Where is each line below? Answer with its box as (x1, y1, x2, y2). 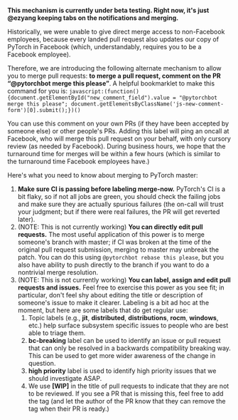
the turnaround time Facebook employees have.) (7, 157, 150, 165)
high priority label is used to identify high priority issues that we (28, 367, 217, 375)
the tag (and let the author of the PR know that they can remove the (28, 397, 226, 405)
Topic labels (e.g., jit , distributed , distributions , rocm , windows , (28, 314, 219, 322)
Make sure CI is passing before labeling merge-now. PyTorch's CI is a (17, 185, 226, 193)
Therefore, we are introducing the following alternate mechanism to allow (7, 64, 222, 72)
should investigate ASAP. (28, 374, 102, 382)
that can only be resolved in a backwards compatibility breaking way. (28, 344, 231, 352)
